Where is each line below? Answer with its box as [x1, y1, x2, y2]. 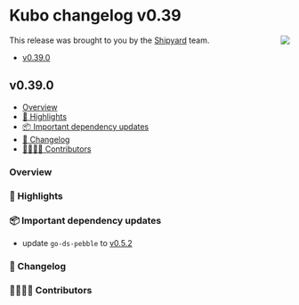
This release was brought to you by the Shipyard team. [9, 35, 210, 45]
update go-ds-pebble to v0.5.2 [21, 237, 133, 248]
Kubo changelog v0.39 [9, 5, 182, 26]
